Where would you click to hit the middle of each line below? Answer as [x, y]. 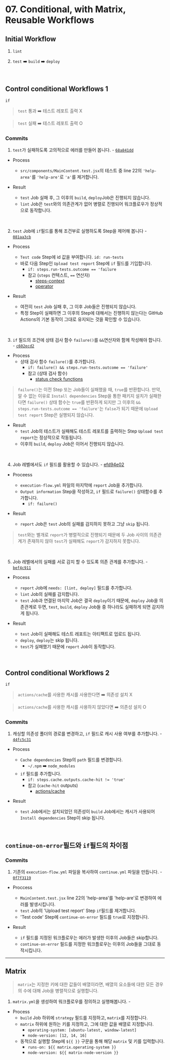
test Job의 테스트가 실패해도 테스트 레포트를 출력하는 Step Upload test [92, 431]
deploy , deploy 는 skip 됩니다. [49, 640]
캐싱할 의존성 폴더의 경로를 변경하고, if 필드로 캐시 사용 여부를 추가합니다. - [87, 734]
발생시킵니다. [42, 904]
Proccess [23, 887]
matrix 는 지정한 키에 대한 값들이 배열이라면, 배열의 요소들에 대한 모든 [86, 984]
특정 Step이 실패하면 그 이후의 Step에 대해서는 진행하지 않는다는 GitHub [92, 313]
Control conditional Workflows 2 [57, 673]
